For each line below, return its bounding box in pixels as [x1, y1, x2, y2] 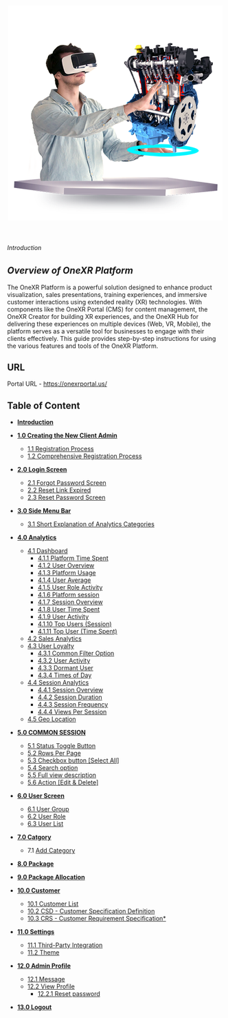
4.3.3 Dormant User [37, 664, 94, 672]
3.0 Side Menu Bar [16, 507, 71, 515]
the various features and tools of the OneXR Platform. [7, 342, 159, 350]
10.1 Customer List [27, 900, 79, 908]
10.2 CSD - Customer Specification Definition [27, 907, 155, 915]
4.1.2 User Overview [37, 561, 95, 570]
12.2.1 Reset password [37, 990, 101, 998]
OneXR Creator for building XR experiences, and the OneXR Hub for [7, 312, 199, 320]
